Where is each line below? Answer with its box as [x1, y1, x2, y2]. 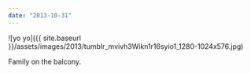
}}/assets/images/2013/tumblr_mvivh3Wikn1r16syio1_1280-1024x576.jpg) [8, 41, 244, 51]
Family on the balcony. [8, 57, 81, 66]
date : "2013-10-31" [8, 11, 72, 20]
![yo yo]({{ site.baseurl [8, 33, 81, 43]
